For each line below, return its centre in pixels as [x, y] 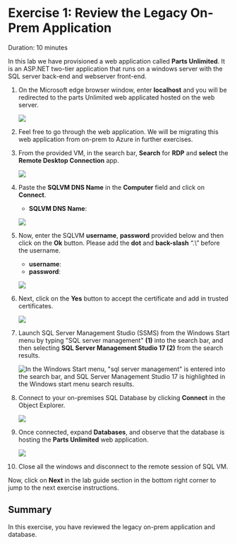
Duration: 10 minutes [38, 47]
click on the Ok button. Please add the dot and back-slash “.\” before [119, 243]
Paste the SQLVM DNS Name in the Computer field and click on [111, 187]
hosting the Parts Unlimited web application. [83, 440]
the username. [39, 250]
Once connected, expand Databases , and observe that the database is [121, 432]
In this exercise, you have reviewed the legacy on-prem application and [112, 526]
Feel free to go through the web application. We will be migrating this [119, 131]
